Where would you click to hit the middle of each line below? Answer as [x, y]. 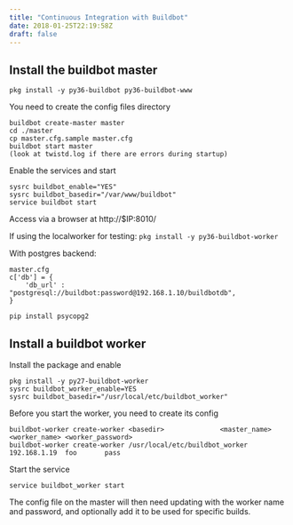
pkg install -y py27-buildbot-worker [79, 381]
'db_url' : [45, 285]
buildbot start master [51, 147]
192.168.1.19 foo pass [65, 453]
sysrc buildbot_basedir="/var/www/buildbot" [93, 195]
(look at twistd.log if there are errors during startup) [119, 155]
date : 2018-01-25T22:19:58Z [61, 26]
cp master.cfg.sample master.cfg [71, 139]
